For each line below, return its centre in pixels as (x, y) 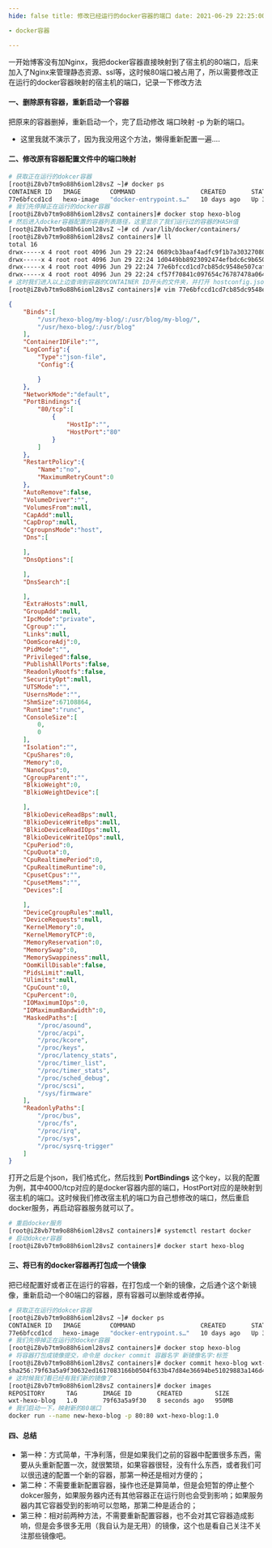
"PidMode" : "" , (47, 650)
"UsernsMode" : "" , (52, 694)
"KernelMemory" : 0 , (54, 928)
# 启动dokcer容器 (35, 1239)
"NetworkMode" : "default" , (67, 394)
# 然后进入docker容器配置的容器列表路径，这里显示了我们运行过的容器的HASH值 (123, 222)
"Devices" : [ (43, 890)
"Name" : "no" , (59, 470)
